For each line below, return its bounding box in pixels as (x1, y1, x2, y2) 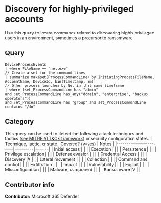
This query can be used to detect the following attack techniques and (5, 130, 144, 136)
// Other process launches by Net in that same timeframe (5, 83, 124, 88)
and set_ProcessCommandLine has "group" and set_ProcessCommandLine (5, 100, 146, 105)
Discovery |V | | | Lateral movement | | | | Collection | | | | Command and (5, 156, 148, 162)
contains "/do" (5, 104, 36, 109)
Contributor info (5, 181, 55, 189)
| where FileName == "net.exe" (5, 66, 68, 71)
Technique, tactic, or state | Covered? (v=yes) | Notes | (5, 141, 115, 147)
